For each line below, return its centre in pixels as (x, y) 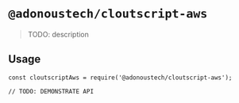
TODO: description (58, 34)
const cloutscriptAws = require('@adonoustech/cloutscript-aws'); (120, 78)
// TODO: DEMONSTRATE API (51, 91)
